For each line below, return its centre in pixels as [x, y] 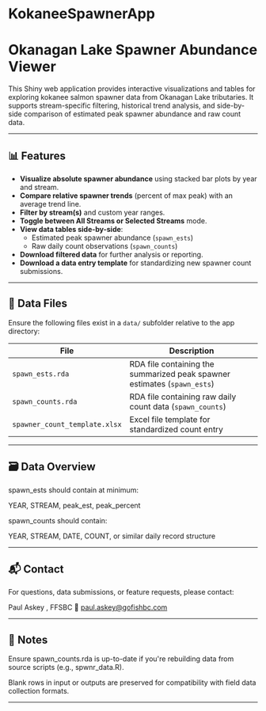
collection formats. [39, 691]
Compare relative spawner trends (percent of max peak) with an [126, 196]
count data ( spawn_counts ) [178, 406]
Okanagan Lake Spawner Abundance [133, 50]
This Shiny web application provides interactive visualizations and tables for [132, 89]
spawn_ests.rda [41, 374]
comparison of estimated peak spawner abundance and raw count [132, 114]
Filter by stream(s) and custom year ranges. [92, 212]
